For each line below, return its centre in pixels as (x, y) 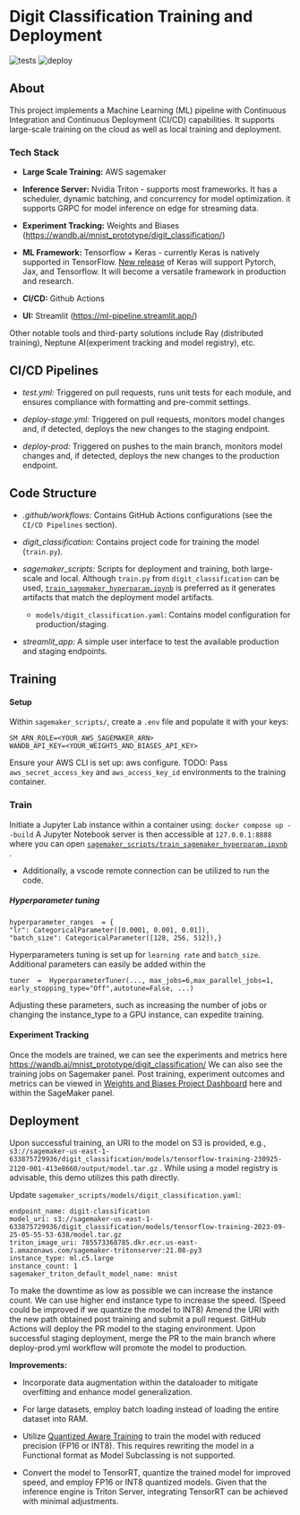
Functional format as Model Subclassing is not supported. (129, 1455)
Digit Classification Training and (131, 17)
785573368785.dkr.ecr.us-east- (140, 1243)
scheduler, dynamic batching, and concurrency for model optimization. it (156, 199)
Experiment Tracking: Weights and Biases (101, 226)
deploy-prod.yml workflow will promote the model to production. (129, 1347)
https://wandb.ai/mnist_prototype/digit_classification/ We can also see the (146, 1064)
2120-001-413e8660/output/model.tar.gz (84, 1168)
